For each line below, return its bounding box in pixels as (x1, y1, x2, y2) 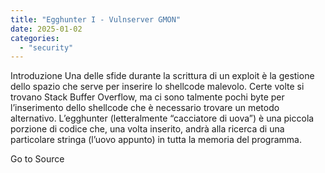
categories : (10, 33, 60, 43)
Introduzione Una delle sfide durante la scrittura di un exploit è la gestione (10, 70, 315, 82)
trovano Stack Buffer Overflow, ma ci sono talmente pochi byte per (10, 91, 285, 103)
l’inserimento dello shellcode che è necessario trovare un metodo (10, 102, 280, 114)
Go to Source (10, 153, 65, 165)
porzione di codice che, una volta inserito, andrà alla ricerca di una (10, 123, 285, 135)
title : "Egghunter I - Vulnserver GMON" (10, 14, 182, 25)
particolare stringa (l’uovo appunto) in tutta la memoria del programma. (10, 134, 302, 146)
